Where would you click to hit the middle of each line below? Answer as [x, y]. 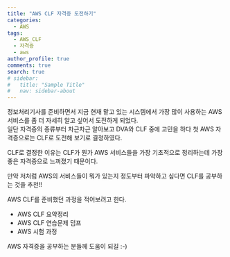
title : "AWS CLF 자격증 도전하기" [52, 14]
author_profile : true [38, 59]
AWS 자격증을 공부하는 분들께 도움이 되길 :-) [67, 247]
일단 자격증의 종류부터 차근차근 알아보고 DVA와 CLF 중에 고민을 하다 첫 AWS [111, 129]
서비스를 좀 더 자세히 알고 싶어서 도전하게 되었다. [73, 121]
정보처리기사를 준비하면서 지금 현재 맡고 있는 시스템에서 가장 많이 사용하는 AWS [115, 112]
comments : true [29, 65]
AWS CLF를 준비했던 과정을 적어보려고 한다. [67, 199]
